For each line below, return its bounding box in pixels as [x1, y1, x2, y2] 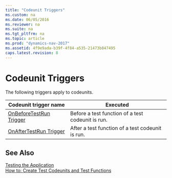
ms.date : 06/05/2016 [5, 17, 50, 22]
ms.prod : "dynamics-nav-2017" [5, 41, 70, 46]
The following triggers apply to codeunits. [5, 89, 94, 95]
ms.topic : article [5, 36, 45, 41]
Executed [105, 101, 129, 108]
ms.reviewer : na [5, 21, 40, 27]
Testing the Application [5, 162, 54, 168]
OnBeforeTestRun [8, 110, 50, 117]
